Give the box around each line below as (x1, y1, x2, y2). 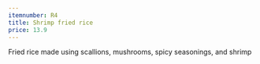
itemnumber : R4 (8, 11, 58, 20)
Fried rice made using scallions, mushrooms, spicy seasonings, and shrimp (8, 48, 252, 57)
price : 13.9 (8, 26, 47, 34)
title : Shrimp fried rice (8, 19, 93, 27)
